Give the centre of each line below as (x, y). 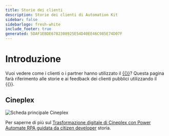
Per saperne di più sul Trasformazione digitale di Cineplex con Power (78, 122)
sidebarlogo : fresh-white (33, 24)
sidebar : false (22, 19)
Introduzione (33, 59)
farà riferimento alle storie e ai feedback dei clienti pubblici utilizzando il (81, 78)
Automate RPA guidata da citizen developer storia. (58, 128)
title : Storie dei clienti (34, 10)
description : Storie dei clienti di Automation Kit (61, 15)
